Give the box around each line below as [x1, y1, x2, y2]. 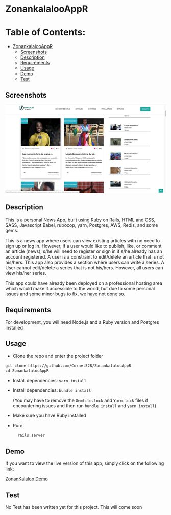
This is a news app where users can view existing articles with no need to [5, 237, 160, 243]
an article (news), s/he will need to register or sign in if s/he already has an [5, 248, 162, 254]
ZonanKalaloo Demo [5, 476, 48, 482]
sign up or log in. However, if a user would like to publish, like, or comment [5, 243, 162, 249]
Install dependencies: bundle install [12, 387, 91, 393]
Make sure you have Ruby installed [12, 412, 86, 419]
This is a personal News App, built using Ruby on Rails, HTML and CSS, [5, 217, 156, 223]
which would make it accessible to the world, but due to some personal [5, 285, 155, 291]
